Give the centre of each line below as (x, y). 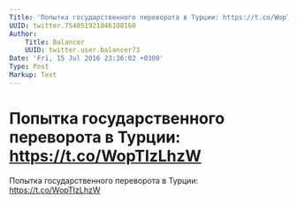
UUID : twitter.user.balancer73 (83, 50)
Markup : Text (33, 75)
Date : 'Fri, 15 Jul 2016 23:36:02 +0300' (87, 58)
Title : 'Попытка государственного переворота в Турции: (114, 17)
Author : (23, 34)
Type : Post (29, 67)
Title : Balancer (55, 42)
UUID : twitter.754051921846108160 (73, 26)
